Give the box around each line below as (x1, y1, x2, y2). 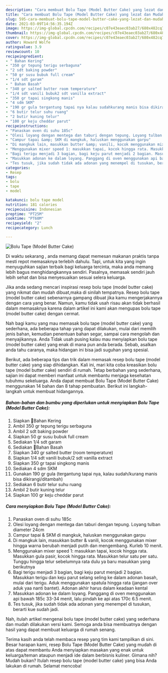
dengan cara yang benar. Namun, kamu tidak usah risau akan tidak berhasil (5, 300, 161, 306)
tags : (5, 174, 17, 180)
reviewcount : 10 (5, 49, 39, 54)
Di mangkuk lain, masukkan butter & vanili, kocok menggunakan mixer (12, 537, 157, 543)
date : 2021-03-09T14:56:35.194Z (5, 21, 73, 26)
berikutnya (12, 564, 35, 570)
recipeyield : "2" (5, 221, 42, 226)
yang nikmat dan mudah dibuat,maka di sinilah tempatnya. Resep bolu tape (5, 289, 160, 295)
